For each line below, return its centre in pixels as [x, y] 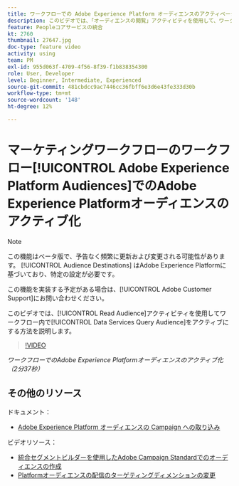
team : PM [20, 60]
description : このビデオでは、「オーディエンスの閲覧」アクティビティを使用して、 [113, 21]
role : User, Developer [41, 73]
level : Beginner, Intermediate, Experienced [74, 80]
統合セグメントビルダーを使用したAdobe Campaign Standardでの [113, 457]
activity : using [31, 54]
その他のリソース [44, 393]
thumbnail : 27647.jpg [39, 41]
